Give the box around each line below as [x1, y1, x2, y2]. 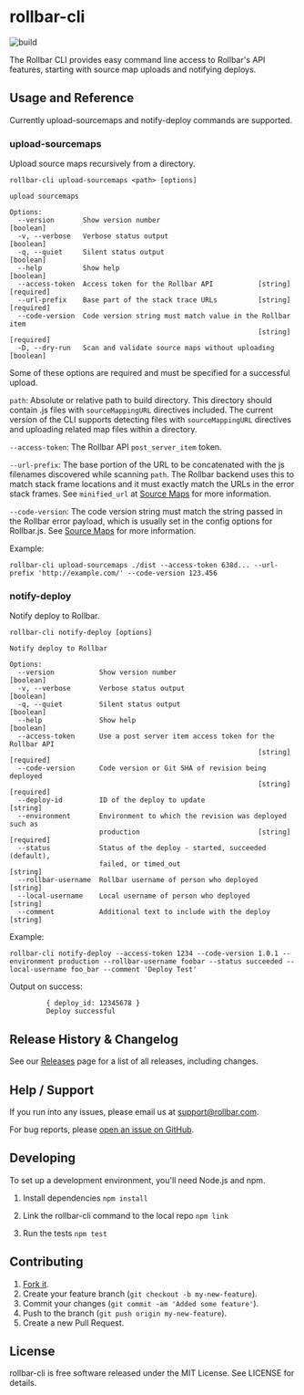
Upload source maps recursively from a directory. [9, 158, 196, 170]
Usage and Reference [9, 90, 135, 106]
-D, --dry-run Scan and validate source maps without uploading [17, 344, 275, 353]
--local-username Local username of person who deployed [17, 891, 250, 901]
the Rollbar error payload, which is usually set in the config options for [9, 515, 273, 526]
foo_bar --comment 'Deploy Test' [70, 965, 198, 974]
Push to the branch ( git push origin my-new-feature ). [22, 1307, 228, 1318]
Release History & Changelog [9, 1031, 179, 1046]
